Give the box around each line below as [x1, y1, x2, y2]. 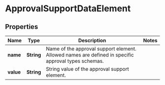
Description [78, 37, 107, 44]
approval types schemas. [46, 57, 104, 64]
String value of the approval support [46, 66, 129, 72]
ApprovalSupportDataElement [5, 3, 131, 14]
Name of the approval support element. [46, 45, 137, 52]
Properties [5, 23, 38, 31]
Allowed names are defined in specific [46, 52, 134, 58]
